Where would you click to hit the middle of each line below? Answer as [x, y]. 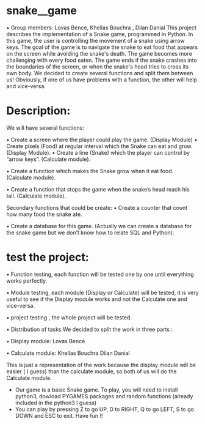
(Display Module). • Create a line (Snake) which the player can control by [98, 152]
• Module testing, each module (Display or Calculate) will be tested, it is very [103, 292]
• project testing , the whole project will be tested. [69, 317]
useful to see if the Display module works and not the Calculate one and [97, 299]
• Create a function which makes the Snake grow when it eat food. [90, 171]
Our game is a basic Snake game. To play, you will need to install [96, 390]
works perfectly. [27, 281]
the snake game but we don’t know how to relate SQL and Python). [90, 232]
